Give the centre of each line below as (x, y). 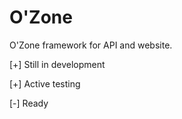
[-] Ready (29, 103)
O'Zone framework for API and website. (91, 45)
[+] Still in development (57, 64)
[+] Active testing (45, 83)
